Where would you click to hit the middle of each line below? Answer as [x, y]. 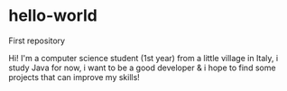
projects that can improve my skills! [74, 77]
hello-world [53, 16]
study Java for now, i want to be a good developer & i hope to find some [142, 68]
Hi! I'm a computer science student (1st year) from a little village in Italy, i [143, 58]
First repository [37, 41]
